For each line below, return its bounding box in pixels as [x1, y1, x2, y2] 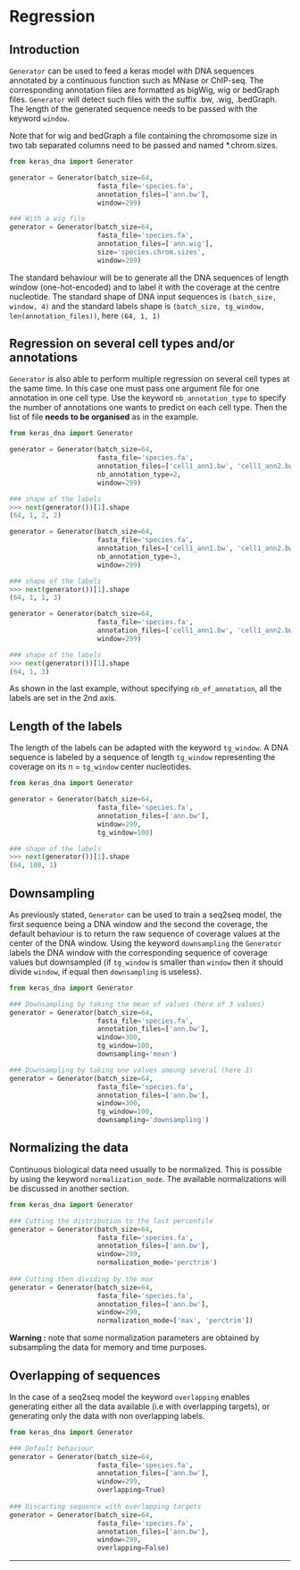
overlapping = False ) [96, 1544, 170, 1553]
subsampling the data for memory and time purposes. [9, 1342, 207, 1353]
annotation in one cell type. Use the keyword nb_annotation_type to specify [9, 392, 287, 403]
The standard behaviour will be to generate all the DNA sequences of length [9, 272, 289, 283]
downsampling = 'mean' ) [96, 1050, 178, 1059]
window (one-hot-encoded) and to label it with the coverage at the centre [9, 282, 280, 292]
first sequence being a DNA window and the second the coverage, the [9, 918, 268, 929]
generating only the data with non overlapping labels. [9, 1410, 205, 1421]
